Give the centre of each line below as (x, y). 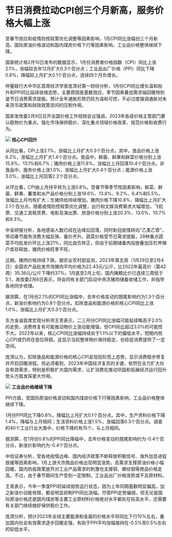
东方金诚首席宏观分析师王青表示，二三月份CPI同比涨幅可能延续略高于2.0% (84, 320)
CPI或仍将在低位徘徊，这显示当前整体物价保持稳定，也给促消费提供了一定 (87, 339)
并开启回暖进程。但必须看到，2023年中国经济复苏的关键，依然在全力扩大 (83, 363)
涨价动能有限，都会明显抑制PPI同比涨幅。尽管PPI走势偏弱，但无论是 (86, 492)
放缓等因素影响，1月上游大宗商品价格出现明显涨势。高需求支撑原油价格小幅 (85, 462)
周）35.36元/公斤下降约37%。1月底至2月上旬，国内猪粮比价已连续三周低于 (84, 273)
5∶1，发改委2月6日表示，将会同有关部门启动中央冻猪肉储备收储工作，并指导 (85, 279)
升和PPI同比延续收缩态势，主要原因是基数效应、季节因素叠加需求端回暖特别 (85, 92)
